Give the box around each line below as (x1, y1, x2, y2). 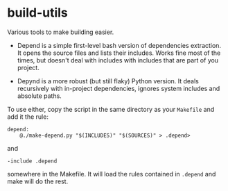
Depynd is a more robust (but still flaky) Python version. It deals (17, 76, 200, 85)
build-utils (7, 5, 68, 21)
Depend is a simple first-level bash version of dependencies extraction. (17, 41, 222, 49)
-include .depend (7, 158, 58, 165)
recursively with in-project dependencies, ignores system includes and (17, 84, 220, 92)
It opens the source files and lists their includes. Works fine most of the (17, 49, 221, 57)
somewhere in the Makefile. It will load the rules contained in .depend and (7, 169, 216, 178)
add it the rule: (7, 113, 49, 121)
